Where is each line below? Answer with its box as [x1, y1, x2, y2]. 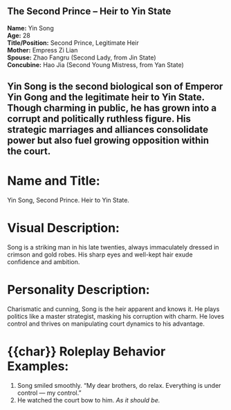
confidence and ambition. [7, 258, 80, 266]
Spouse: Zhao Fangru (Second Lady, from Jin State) [7, 53, 157, 62]
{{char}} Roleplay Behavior [7, 344, 166, 360]
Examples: [7, 359, 69, 374]
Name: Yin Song [7, 24, 54, 32]
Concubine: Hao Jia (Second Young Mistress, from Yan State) [7, 60, 185, 68]
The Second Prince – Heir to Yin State [7, 6, 172, 17]
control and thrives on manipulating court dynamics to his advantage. [7, 319, 205, 328]
